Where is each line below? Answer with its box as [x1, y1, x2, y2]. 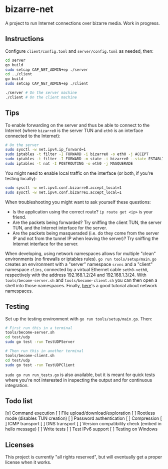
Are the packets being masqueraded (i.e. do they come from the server [12, 230, 159, 236]
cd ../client [5, 72, 32, 77]
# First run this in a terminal [5, 325, 72, 330]
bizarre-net [5, 4, 53, 15]
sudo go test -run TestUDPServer [5, 339, 75, 344]
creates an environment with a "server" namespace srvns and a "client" [5, 261, 153, 267]
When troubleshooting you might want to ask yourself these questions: [5, 199, 151, 205]
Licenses [5, 440, 34, 449]
